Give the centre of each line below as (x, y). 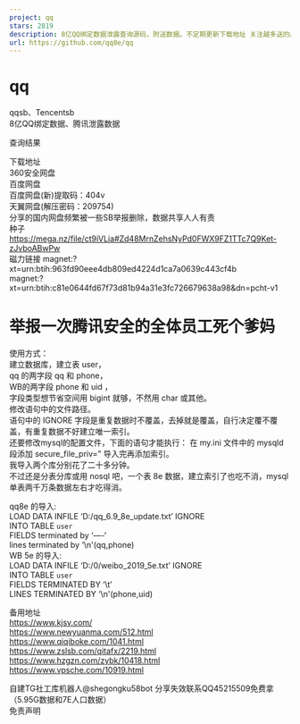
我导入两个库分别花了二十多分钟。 (72, 465)
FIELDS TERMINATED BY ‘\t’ (61, 585)
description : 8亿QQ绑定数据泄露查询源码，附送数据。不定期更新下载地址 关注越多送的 (150, 34)
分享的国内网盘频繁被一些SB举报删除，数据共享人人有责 (112, 218)
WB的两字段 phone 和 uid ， (61, 387)
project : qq (31, 17)
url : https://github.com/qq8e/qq (71, 42)
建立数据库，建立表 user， (58, 365)
